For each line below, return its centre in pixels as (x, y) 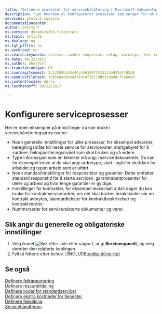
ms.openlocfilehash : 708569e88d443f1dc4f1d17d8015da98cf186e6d (70, 77)
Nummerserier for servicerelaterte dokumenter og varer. (68, 209)
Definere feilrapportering (30, 281)
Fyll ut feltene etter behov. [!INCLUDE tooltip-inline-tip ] (66, 254)
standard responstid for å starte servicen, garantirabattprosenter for (80, 178)
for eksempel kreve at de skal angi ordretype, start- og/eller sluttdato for (84, 163)
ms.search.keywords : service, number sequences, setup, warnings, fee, (78, 55)
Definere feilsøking (24, 301)
